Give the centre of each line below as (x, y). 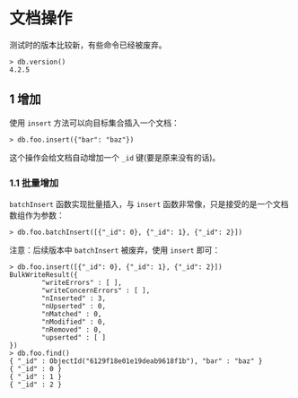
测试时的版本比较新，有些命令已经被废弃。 (88, 45)
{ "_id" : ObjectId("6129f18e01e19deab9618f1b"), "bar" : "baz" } (136, 361)
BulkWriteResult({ (44, 275)
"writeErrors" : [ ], (82, 283)
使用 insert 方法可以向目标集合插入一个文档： (94, 123)
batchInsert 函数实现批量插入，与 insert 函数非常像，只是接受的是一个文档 (149, 204)
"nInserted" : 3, (74, 298)
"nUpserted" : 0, (74, 307)
